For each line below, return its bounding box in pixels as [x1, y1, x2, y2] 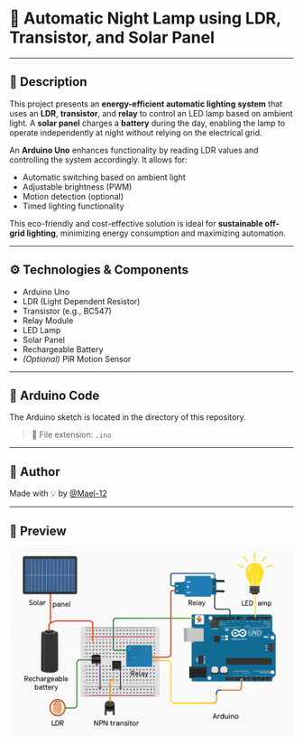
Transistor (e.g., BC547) [22, 305, 113, 316]
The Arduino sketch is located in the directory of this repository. [9, 412, 246, 423]
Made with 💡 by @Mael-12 [9, 488, 107, 499]
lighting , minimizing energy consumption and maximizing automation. [26, 228, 286, 238]
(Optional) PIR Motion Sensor [22, 353, 132, 364]
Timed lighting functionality [22, 200, 124, 211]
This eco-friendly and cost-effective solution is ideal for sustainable [9, 218, 263, 228]
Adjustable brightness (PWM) [22, 181, 133, 192]
